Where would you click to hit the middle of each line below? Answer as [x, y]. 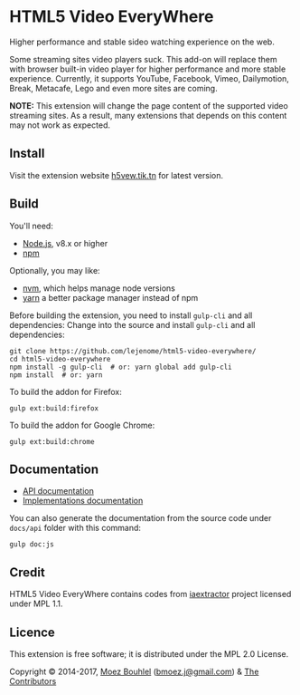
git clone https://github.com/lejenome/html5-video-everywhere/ [133, 351]
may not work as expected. [60, 125]
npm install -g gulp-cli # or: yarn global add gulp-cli [121, 367]
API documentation [58, 491]
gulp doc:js [32, 545]
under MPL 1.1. [36, 603]
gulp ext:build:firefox [54, 408]
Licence [33, 632]
